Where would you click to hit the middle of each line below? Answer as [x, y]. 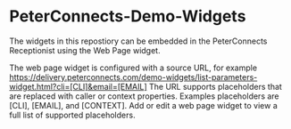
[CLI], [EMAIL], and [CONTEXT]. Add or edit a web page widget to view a [144, 105]
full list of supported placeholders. [72, 115]
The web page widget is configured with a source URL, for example [133, 68]
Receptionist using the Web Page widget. [85, 50]
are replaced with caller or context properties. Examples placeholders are [144, 96]
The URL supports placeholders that [216, 86]
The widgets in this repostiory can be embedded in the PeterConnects [138, 41]
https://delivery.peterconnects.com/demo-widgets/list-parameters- [133, 77]
